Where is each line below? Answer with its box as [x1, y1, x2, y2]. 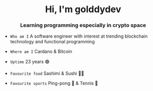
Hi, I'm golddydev [45, 4, 121, 15]
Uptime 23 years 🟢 [10, 58, 50, 65]
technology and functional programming [10, 39, 95, 45]
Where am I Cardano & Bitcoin [10, 48, 72, 54]
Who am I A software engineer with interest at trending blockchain [10, 33, 148, 39]
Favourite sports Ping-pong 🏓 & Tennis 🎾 [10, 80, 98, 86]
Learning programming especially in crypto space [20, 22, 146, 29]
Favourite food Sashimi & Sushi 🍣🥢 [10, 70, 85, 77]
